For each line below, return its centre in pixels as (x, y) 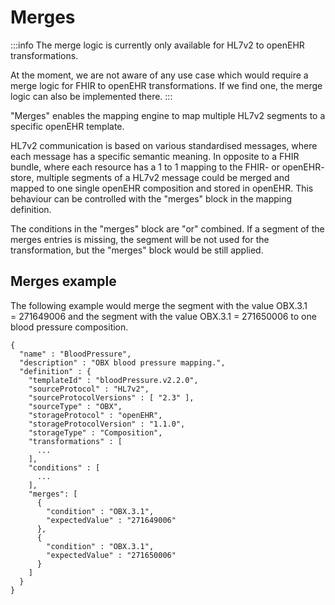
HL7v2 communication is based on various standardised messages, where (164, 145)
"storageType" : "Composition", (95, 432)
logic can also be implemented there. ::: (91, 96)
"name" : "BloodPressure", (75, 354)
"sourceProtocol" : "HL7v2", (89, 389)
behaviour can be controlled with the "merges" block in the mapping (151, 198)
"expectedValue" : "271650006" (111, 555)
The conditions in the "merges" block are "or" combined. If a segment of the (167, 228)
